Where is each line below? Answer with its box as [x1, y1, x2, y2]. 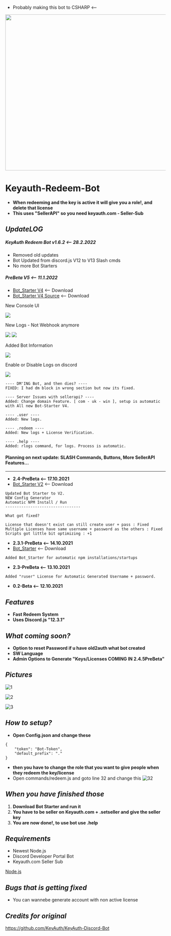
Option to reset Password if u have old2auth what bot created [12, 645, 146, 651]
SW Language [12, 650, 43, 656]
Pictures [5, 671, 33, 679]
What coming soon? [5, 631, 71, 640]
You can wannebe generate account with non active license [12, 897, 138, 903]
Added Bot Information [5, 342, 53, 348]
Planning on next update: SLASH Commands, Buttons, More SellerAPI [5, 454, 155, 460]
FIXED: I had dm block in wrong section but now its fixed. [5, 386, 136, 391]
